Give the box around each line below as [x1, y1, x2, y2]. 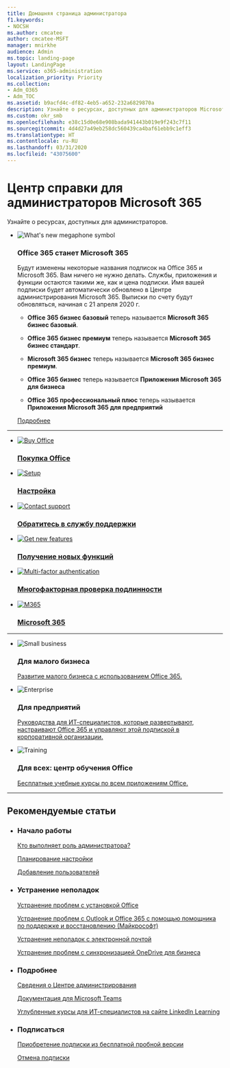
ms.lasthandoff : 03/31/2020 [7, 144, 88, 151]
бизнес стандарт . [27, 342, 81, 350]
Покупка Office [16, 454, 71, 463]
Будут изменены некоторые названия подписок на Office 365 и [16, 264, 203, 272]
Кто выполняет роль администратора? [16, 841, 131, 849]
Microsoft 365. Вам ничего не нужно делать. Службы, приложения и [16, 271, 218, 279]
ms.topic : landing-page [7, 55, 75, 62]
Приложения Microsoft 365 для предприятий [27, 403, 163, 412]
